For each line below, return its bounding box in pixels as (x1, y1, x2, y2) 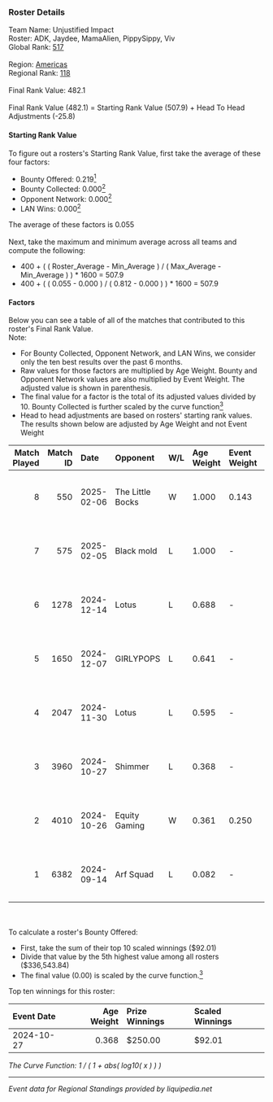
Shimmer (115, 760, 149, 772)
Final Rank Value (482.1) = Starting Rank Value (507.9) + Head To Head (8, 103, 245, 112)
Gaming (115, 820, 145, 831)
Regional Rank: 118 (8, 68, 71, 78)
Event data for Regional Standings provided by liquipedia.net (8, 1083, 213, 1093)
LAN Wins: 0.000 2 (19, 203, 81, 214)
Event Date (12, 1010, 56, 1021)
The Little (115, 486, 151, 497)
